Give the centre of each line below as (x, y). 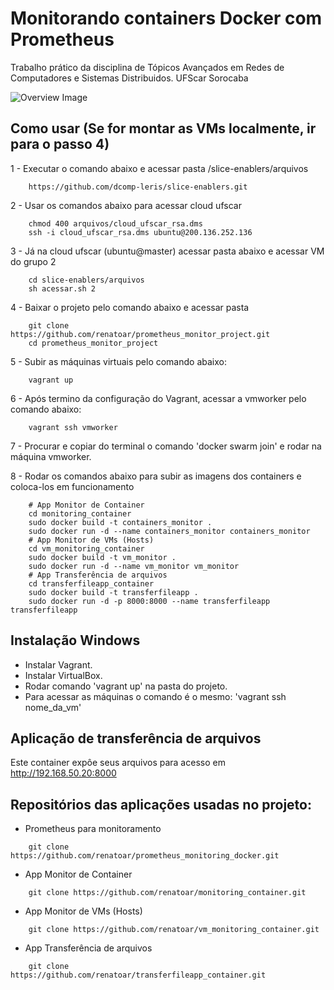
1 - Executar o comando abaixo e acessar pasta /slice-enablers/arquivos (159, 168)
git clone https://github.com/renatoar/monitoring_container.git (167, 893)
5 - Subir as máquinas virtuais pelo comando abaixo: (118, 361)
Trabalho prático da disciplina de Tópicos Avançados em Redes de (147, 67)
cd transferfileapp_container (91, 583)
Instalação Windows (75, 640)
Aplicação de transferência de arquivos (136, 738)
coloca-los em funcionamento (72, 486)
